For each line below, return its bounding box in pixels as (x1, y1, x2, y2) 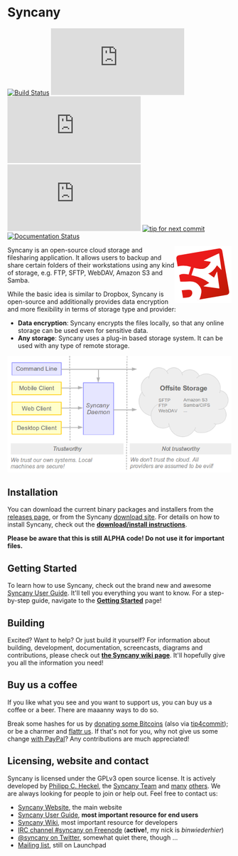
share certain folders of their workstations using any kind (7, 260, 175, 269)
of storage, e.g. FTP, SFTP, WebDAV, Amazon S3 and (7, 268, 163, 277)
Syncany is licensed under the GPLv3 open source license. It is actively (7, 773, 216, 783)
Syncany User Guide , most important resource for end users (17, 810, 199, 819)
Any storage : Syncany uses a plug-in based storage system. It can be (17, 334, 224, 342)
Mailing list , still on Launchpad (17, 840, 107, 849)
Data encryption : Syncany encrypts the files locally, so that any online (17, 318, 225, 327)
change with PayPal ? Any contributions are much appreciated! (7, 734, 190, 743)
